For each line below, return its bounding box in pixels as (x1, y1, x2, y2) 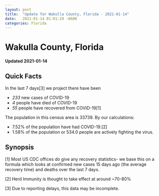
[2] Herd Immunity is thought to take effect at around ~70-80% (5, 176, 131, 182)
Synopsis (5, 143, 34, 152)
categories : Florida (5, 20, 47, 26)
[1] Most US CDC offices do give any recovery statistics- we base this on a (5, 156, 155, 162)
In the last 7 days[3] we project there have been (5, 85, 101, 91)
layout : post (5, 7, 32, 12)
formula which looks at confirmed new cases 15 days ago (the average (5, 161, 147, 167)
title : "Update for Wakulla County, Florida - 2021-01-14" (5, 12, 130, 17)
